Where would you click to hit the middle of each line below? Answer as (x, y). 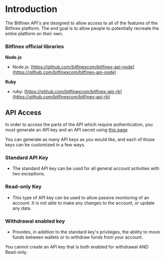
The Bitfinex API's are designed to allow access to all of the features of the (82, 23)
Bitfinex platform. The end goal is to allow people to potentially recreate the (82, 28)
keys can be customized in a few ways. (45, 145)
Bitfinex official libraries (35, 46)
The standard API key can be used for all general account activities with (86, 168)
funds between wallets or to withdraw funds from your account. (78, 237)
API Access (23, 112)
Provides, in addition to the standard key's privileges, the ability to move (86, 232)
